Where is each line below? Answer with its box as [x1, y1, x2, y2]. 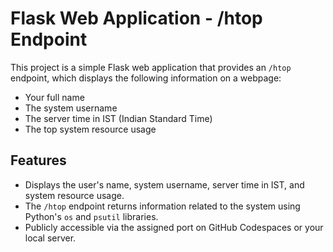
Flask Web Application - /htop [10, 7, 263, 30]
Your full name [24, 91, 85, 103]
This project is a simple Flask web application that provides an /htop [10, 61, 292, 73]
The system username [24, 102, 118, 114]
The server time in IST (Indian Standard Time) [24, 112, 213, 124]
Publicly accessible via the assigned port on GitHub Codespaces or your [24, 221, 324, 233]
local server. [24, 232, 77, 244]
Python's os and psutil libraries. [24, 210, 159, 222]
